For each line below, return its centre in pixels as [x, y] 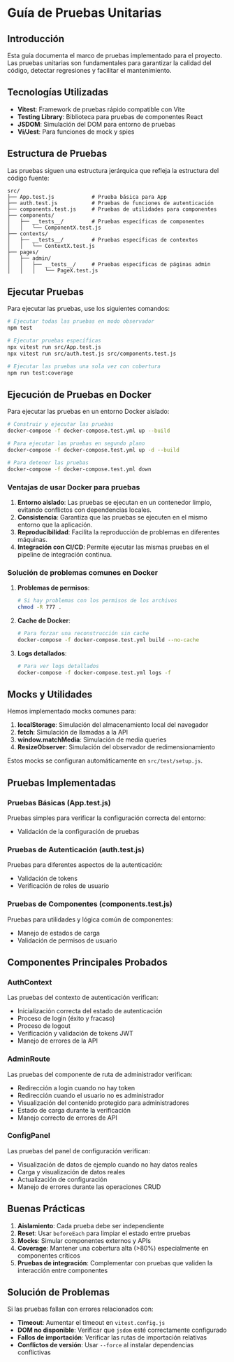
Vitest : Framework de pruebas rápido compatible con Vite [101, 109]
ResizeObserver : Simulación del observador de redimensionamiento [116, 747]
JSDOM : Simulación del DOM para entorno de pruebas [96, 124]
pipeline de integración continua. [65, 554]
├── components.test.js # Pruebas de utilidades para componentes [112, 209]
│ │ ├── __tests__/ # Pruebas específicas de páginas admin [109, 264]
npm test [20, 328]
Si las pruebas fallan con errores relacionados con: [80, 1309]
